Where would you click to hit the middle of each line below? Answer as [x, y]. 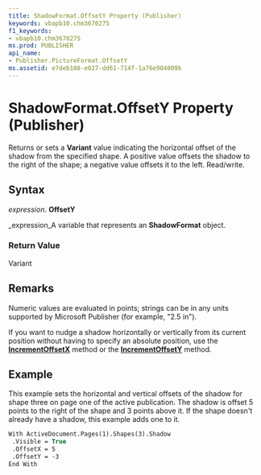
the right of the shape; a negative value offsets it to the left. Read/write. [126, 164]
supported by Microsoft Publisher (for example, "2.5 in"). [103, 316]
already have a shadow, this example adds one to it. [94, 419]
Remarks [31, 289]
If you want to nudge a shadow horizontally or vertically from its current [127, 332]
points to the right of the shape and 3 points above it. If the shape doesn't [130, 411]
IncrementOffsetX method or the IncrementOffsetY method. [110, 349]
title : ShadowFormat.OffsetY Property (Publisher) [95, 16]
